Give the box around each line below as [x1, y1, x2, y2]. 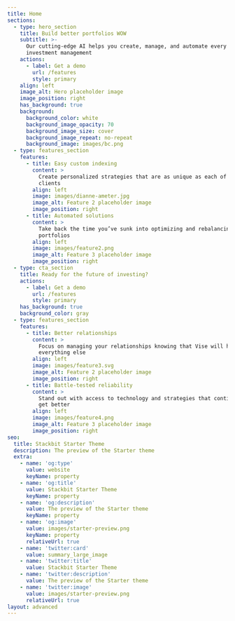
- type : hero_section [13, 23, 77, 30]
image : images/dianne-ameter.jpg [32, 193, 130, 200]
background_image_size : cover [25, 128, 114, 135]
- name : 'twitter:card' [20, 545, 90, 552]
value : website [25, 467, 71, 474]
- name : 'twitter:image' [20, 583, 92, 591]
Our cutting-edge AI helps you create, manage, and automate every [25, 43, 227, 50]
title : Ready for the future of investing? [20, 271, 149, 278]
